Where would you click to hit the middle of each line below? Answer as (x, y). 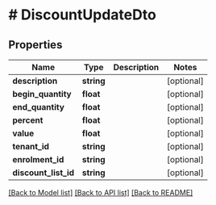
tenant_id (31, 146)
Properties (35, 45)
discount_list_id (44, 173)
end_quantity (38, 107)
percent (28, 120)
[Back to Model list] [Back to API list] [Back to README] (101, 192)
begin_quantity (42, 94)
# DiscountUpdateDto (83, 15)
